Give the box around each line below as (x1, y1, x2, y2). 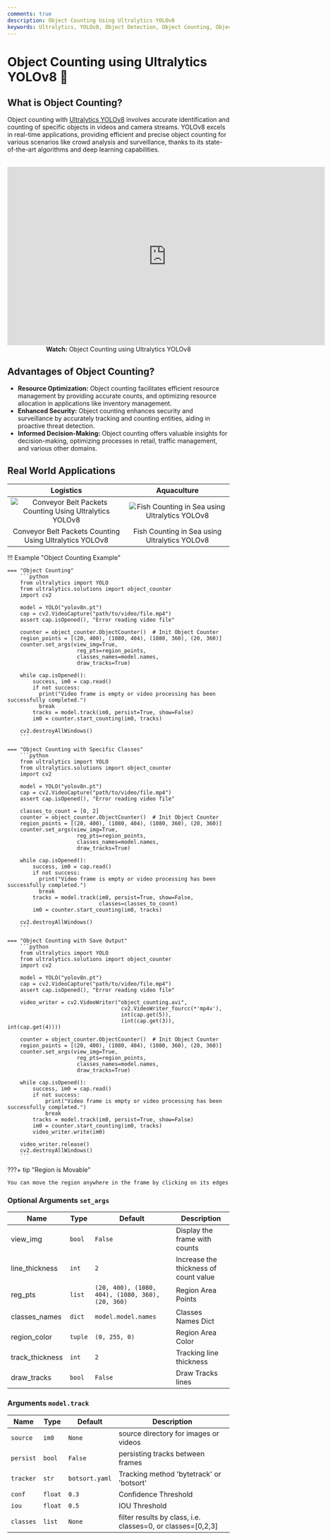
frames (118, 1457, 142, 1467)
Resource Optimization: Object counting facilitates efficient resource (17, 384, 220, 393)
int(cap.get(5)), (121, 1011, 172, 1018)
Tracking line (176, 1348, 219, 1358)
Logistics (50, 486, 82, 495)
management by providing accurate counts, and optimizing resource (17, 392, 217, 401)
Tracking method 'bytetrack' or (118, 1469, 221, 1479)
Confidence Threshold (118, 1489, 193, 1499)
